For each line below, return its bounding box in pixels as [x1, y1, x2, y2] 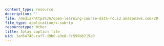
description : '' [5, 11, 38, 16]
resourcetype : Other [5, 25, 47, 30]
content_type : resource [5, 7, 54, 12]
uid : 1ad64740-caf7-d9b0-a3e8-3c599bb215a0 [5, 34, 95, 39]
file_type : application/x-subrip [5, 20, 73, 25]
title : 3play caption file [5, 29, 60, 34]
